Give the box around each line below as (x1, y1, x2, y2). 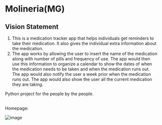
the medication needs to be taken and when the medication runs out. (12, 66, 150, 72)
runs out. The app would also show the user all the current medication (12, 76, 152, 82)
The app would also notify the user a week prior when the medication (12, 71, 151, 77)
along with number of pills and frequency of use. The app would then (12, 56, 150, 61)
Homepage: (5, 105, 29, 111)
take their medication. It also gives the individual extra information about (12, 41, 157, 46)
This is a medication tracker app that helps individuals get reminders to (12, 35, 154, 41)
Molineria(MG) (5, 3, 65, 14)
